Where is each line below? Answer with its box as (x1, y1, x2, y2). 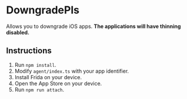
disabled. (6, 29, 30, 36)
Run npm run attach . (14, 86, 65, 93)
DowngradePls (6, 3, 79, 17)
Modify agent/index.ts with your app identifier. (14, 68, 129, 75)
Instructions (6, 46, 52, 56)
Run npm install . (14, 61, 57, 68)
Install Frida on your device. (14, 73, 82, 80)
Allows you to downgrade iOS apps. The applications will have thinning (6, 23, 181, 30)
